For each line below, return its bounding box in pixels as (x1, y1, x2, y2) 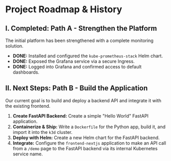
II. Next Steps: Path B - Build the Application (5, 84, 148, 93)
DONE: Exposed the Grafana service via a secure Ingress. (12, 58, 135, 64)
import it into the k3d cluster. (12, 129, 73, 135)
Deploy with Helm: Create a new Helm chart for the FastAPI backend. (12, 134, 160, 141)
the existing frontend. (5, 103, 51, 109)
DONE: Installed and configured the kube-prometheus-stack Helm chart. (12, 53, 163, 59)
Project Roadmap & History (5, 4, 122, 15)
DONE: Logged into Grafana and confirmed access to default (12, 64, 142, 70)
